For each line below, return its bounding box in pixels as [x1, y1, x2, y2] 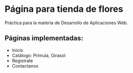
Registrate [11, 58, 33, 64]
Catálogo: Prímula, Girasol [11, 52, 66, 58]
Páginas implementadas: [4, 34, 83, 42]
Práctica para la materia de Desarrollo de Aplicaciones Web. [4, 20, 128, 26]
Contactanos [11, 63, 38, 69]
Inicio [11, 47, 23, 53]
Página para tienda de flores [4, 3, 124, 15]
